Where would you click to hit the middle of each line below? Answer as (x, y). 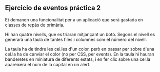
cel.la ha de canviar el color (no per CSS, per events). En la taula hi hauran (80, 54)
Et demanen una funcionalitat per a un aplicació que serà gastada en (74, 19)
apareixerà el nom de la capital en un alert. (48, 64)
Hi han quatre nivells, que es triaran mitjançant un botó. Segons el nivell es (80, 34)
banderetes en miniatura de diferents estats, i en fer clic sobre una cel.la (78, 59)
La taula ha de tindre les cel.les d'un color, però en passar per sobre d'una (80, 49)
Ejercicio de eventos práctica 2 (53, 8)
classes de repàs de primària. (35, 25)
